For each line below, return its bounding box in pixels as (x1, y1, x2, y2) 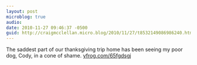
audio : (6, 19, 22, 25)
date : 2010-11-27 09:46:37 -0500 (6, 24, 88, 31)
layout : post (6, 8, 38, 15)
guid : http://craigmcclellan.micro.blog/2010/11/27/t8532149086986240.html (6, 30, 195, 36)
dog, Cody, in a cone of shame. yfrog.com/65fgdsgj (6, 52, 131, 59)
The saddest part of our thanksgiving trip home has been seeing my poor (6, 46, 183, 53)
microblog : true (6, 14, 46, 20)
